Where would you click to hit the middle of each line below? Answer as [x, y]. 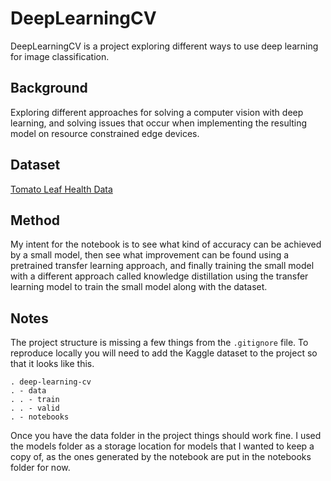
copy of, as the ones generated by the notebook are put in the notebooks [161, 457]
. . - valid [35, 408]
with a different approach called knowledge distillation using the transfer [159, 276]
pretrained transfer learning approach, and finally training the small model [162, 266]
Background [49, 88]
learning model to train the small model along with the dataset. [139, 287]
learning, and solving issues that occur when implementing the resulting [159, 123]
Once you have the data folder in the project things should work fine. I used [166, 436]
